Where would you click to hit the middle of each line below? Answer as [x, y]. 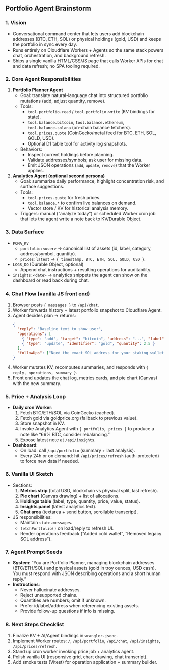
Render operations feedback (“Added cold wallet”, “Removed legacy [91, 534]
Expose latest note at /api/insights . [58, 440]
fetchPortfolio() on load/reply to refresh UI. [67, 528]
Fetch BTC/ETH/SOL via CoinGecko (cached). [67, 413]
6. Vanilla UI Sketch [30, 474]
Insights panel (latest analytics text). [58, 507]
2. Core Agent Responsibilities [43, 79]
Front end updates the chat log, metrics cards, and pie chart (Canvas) [85, 378]
